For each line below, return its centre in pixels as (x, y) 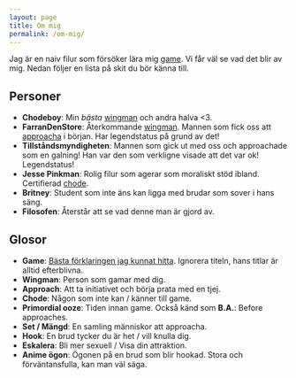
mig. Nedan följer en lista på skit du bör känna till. (99, 68)
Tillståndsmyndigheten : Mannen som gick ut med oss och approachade (155, 146)
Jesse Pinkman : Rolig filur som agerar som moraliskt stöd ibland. (140, 174)
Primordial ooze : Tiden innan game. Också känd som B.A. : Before (142, 308)
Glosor (28, 239)
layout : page (33, 17)
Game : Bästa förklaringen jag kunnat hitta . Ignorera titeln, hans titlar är (150, 261)
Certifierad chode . (55, 183)
